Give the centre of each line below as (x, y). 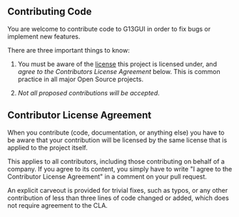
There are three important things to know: (68, 50)
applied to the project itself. (47, 147)
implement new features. (44, 36)
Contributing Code (50, 12)
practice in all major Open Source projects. (81, 79)
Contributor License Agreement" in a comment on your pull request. (107, 176)
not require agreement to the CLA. (58, 205)
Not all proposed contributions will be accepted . (89, 92)
